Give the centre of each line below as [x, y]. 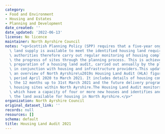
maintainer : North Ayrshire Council [42, 42]
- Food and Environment [29, 14]
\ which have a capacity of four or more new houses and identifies [81, 92]
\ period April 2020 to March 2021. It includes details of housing [81, 78]
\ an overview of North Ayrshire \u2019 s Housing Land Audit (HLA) [79, 74]
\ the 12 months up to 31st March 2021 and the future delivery [77, 82]
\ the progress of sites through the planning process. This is [77, 60]
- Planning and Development [34, 23]
